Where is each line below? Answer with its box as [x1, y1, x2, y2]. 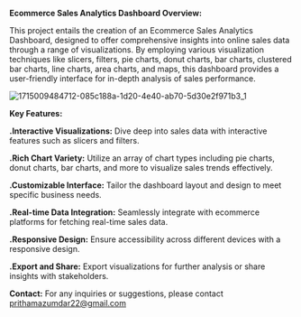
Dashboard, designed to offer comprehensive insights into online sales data [9, 35, 290, 45]
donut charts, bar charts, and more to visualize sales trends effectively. [9, 163, 273, 172]
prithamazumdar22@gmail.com [9, 298, 126, 308]
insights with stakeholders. [9, 271, 109, 281]
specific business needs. [9, 190, 102, 200]
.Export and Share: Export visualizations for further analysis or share [9, 261, 266, 272]
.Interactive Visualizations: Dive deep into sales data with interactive [9, 126, 268, 136]
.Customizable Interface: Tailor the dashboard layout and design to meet [9, 180, 282, 191]
